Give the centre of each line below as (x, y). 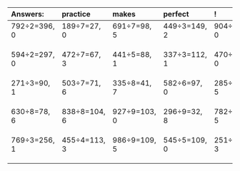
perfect (176, 14)
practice (76, 14)
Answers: (27, 14)
